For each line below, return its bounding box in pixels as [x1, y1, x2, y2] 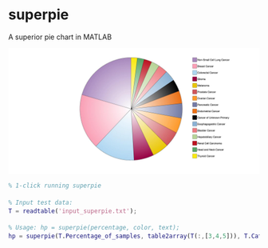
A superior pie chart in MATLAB [8, 32, 112, 42]
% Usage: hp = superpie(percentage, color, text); [8, 224, 180, 232]
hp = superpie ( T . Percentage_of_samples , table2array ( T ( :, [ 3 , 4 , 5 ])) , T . [8, 232, 252, 241]
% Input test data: [8, 198, 73, 206]
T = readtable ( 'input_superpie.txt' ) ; [8, 206, 137, 215]
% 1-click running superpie [8, 182, 102, 190]
